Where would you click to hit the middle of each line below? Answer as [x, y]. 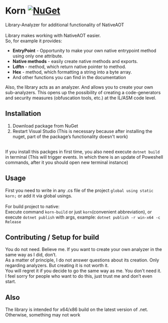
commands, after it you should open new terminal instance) [67, 162]
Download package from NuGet [45, 125]
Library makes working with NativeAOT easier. [53, 35]
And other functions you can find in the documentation [69, 77]
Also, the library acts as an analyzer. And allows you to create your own [79, 87]
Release [13, 222]
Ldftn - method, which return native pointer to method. [69, 67]
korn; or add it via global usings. [39, 196]
